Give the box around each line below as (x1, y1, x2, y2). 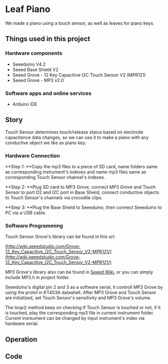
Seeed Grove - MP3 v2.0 (12, 77, 64, 83)
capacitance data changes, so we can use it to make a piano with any (5, 134, 149, 140)
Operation (5, 335, 38, 343)
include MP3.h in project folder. (5, 275, 70, 281)
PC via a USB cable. (5, 210, 47, 216)
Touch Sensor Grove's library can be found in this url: (5, 233, 116, 239)
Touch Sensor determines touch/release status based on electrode (5, 129, 143, 135)
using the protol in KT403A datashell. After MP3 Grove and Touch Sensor (5, 290, 156, 296)
